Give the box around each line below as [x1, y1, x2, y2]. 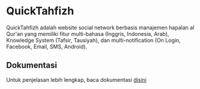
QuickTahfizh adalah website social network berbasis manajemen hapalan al [6, 24, 195, 31]
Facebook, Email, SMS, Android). [6, 43, 87, 50]
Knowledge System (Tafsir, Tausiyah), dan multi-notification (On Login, [6, 36, 181, 44]
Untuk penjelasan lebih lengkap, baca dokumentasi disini [6, 76, 147, 83]
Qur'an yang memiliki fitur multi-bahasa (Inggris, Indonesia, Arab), [6, 30, 169, 37]
